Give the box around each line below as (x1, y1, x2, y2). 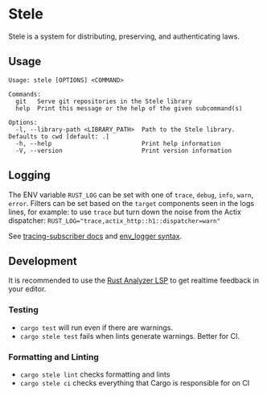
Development (8, 254, 78, 268)
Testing (8, 304, 39, 316)
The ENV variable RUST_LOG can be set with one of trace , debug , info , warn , (8, 190, 254, 200)
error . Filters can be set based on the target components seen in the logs (8, 198, 255, 208)
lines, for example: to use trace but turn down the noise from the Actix (8, 207, 241, 217)
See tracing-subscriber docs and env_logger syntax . (8, 231, 183, 241)
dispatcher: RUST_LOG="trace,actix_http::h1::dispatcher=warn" (8, 215, 221, 225)
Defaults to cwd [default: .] (8, 132, 110, 141)
